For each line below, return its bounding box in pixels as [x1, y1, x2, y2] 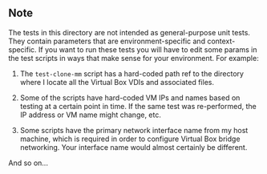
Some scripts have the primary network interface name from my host [19, 125, 249, 135]
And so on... [8, 158, 48, 168]
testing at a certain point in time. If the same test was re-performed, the [19, 101, 257, 111]
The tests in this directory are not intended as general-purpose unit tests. [8, 27, 251, 37]
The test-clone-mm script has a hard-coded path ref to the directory [19, 68, 245, 79]
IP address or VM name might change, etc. [19, 110, 162, 119]
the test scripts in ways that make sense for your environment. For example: [8, 53, 259, 63]
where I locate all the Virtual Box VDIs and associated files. [19, 77, 215, 87]
